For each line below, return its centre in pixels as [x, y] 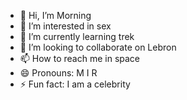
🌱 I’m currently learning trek [77, 36]
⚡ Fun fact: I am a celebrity [75, 84]
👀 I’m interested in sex [65, 26]
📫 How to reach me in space [80, 58]
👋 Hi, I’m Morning [55, 15]
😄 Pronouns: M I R [58, 73]
